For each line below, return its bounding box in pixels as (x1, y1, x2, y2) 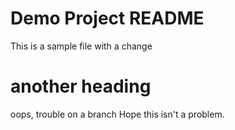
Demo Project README (10, 7, 205, 30)
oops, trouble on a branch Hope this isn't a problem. (10, 108, 225, 120)
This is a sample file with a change (10, 40, 153, 52)
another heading (10, 75, 152, 98)
